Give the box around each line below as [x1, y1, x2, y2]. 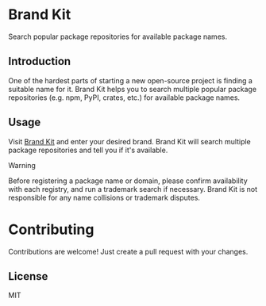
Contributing [8, 220, 94, 239]
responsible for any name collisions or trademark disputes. [8, 193, 201, 202]
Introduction [8, 55, 71, 68]
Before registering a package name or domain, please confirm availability [8, 176, 248, 186]
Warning [8, 160, 36, 170]
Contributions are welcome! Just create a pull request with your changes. [8, 247, 249, 256]
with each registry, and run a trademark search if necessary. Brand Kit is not [8, 184, 258, 193]
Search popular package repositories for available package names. [8, 32, 228, 41]
